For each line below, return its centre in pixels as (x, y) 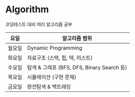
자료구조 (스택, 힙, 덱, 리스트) (60, 57)
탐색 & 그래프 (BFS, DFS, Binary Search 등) (77, 67)
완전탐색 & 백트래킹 (49, 87)
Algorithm (27, 9)
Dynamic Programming (55, 48)
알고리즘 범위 (77, 38)
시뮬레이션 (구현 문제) (52, 77)
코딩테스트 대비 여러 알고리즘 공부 (39, 24)
